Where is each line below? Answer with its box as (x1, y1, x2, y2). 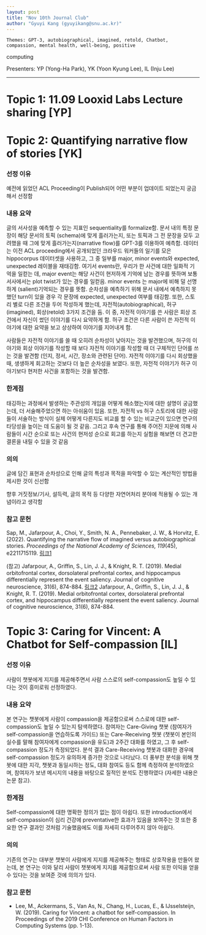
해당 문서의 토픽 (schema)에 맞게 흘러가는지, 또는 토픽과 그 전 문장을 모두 (17, 232, 193, 239)
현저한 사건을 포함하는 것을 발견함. (27, 367, 110, 375)
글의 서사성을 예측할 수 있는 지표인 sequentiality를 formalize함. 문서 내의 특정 (6, 224, 193, 232)
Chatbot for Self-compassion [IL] (6, 638, 178, 652)
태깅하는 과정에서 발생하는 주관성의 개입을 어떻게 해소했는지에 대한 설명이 (6, 399, 182, 406)
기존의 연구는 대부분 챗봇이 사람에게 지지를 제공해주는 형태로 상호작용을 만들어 (6, 856, 193, 863)
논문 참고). (6, 777, 32, 784)
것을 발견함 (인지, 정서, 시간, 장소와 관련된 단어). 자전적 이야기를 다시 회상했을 (12, 352, 198, 359)
